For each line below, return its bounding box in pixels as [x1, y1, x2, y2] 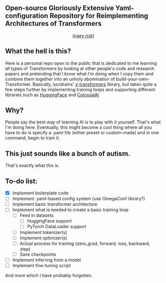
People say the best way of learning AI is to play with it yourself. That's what [5, 119, 161, 125]
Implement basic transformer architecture [12, 201, 98, 207]
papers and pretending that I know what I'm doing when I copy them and [5, 70, 154, 76]
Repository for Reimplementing [49, 12, 149, 20]
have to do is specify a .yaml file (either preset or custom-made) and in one [5, 130, 159, 136]
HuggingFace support [27, 218, 72, 224]
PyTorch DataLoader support [27, 224, 87, 229]
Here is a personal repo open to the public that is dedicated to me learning [5, 60, 157, 66]
